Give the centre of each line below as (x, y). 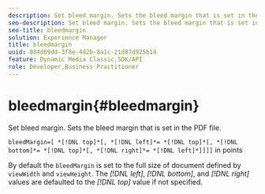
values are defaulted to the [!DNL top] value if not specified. (106, 181)
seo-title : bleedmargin (47, 30)
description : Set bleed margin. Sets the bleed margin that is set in (127, 15)
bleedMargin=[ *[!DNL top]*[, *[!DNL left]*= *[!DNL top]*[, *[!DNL (123, 142)
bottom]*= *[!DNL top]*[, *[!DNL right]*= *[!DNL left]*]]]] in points (125, 150)
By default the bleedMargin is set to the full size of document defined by (125, 165)
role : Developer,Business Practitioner (74, 67)
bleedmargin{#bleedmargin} (104, 105)
